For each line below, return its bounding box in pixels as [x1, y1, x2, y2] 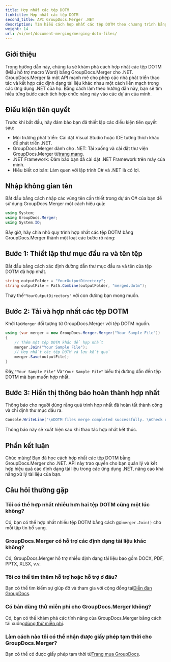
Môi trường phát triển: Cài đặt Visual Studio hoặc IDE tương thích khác [12, 134, 159, 140]
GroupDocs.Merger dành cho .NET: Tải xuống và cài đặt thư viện [12, 145, 149, 151]
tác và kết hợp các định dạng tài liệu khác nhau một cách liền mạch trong [5, 80, 159, 86]
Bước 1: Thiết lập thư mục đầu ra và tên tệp [5, 250, 142, 258]
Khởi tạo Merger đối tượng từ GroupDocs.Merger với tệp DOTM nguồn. [5, 321, 151, 327]
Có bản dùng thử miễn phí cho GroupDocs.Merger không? [5, 603, 151, 610]
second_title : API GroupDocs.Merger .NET [5, 17, 95, 22]
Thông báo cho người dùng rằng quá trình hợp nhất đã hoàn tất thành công [5, 402, 163, 408]
